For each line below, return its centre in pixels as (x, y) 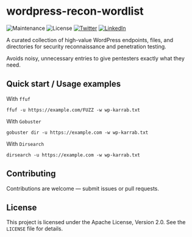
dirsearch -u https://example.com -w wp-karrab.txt (73, 155)
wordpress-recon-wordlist (75, 11)
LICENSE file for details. (34, 229)
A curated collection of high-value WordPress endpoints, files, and (90, 40)
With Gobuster (24, 121)
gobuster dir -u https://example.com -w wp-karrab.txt (77, 133)
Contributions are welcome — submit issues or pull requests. (83, 188)
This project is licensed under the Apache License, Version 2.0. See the (96, 222)
